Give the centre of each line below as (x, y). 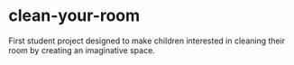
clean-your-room (74, 16)
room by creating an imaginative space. (82, 50)
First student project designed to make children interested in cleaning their (147, 41)
